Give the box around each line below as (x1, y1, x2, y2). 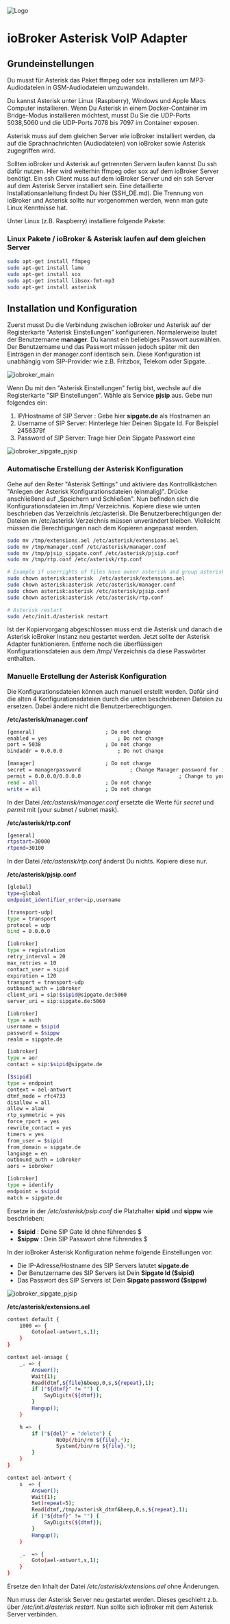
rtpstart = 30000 (7, 838, 51, 845)
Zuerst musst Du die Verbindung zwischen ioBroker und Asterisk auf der (7, 321, 212, 329)
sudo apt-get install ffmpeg (7, 258, 90, 265)
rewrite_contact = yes (7, 1125, 72, 1131)
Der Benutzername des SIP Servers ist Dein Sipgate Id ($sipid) (16, 1268, 195, 1277)
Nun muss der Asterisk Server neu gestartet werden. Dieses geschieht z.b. (7, 1596, 218, 1604)
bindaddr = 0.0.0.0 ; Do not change (7, 747, 164, 755)
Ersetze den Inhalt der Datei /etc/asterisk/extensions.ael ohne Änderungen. (7, 1582, 220, 1590)
